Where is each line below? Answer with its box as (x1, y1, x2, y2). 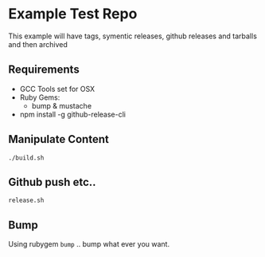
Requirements (8, 63, 80, 77)
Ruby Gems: (19, 93, 60, 102)
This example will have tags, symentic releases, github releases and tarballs (8, 31, 257, 41)
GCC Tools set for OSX (19, 84, 95, 93)
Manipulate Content (8, 132, 109, 146)
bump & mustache (31, 101, 92, 110)
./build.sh (8, 153, 45, 162)
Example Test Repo (8, 5, 138, 23)
